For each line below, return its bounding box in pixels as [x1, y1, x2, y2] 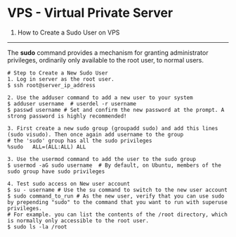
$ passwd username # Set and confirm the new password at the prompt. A [7, 106, 225, 113]
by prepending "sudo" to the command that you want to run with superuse [7, 198, 228, 205]
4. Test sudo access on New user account [7, 180, 131, 187]
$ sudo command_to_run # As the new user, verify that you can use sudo [7, 192, 225, 200]
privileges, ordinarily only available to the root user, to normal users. [7, 56, 204, 64]
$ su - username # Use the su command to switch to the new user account [7, 186, 228, 193]
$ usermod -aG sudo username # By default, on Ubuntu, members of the [7, 162, 221, 169]
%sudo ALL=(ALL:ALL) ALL [7, 143, 86, 150]
